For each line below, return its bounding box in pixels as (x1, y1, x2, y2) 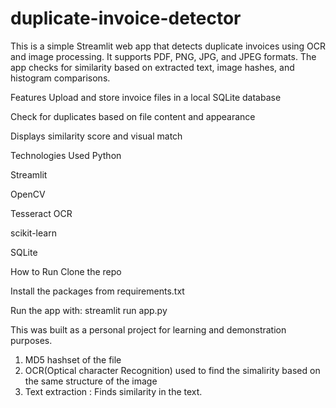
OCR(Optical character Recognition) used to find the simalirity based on (24, 364, 321, 376)
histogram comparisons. (10, 72, 111, 84)
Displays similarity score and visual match (10, 130, 183, 142)
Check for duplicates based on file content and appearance (10, 110, 256, 122)
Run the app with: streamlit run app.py (10, 304, 168, 316)
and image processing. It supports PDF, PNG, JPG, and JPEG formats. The (10, 50, 317, 62)
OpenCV (10, 188, 46, 200)
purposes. (10, 334, 53, 346)
